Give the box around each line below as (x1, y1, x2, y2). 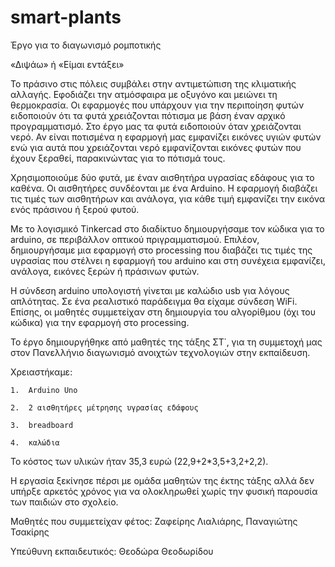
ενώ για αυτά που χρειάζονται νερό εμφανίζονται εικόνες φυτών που (10, 141, 302, 153)
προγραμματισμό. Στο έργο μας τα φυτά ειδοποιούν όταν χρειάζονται (10, 120, 302, 132)
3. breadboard (10, 420, 74, 430)
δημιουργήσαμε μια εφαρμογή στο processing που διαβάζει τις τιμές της (10, 244, 313, 256)
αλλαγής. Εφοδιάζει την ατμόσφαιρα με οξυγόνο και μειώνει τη (10, 88, 278, 100)
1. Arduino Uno (10, 385, 78, 395)
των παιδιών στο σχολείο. (10, 496, 119, 508)
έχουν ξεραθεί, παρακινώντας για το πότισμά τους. (10, 152, 226, 164)
